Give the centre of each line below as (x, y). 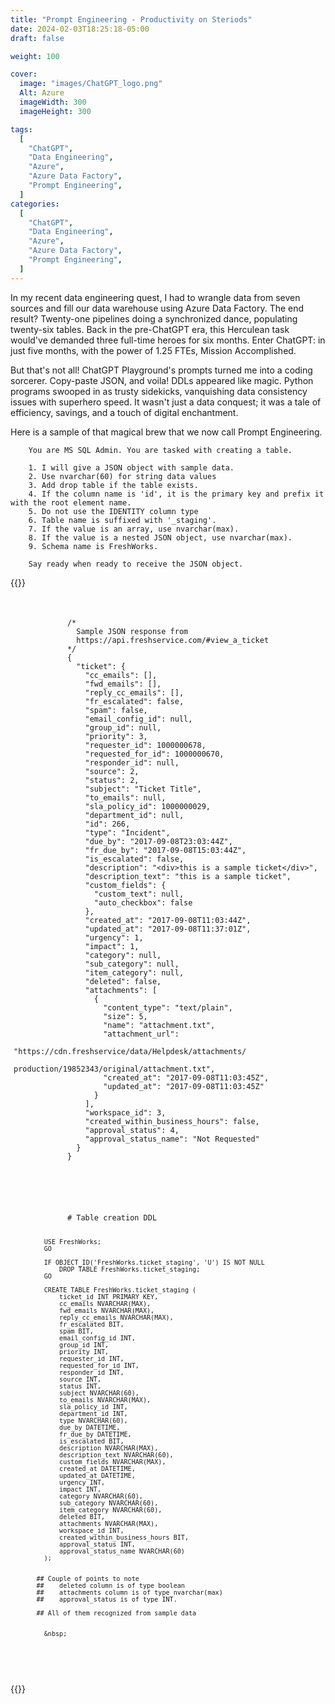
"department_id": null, (134, 815)
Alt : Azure (42, 93)
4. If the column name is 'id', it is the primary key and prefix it (176, 494)
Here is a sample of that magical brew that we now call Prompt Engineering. (166, 432)
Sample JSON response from (132, 631)
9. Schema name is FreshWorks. (93, 546)
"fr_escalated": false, (134, 701)
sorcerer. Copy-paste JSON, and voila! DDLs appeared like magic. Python (162, 380)
